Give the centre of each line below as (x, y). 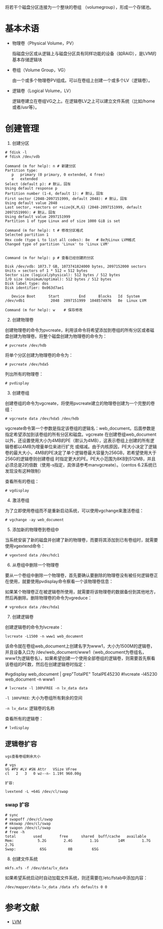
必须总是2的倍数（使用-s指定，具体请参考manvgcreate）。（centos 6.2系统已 (81, 464)
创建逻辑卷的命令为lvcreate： (34, 627)
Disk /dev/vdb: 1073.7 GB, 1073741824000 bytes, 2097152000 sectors (76, 266)
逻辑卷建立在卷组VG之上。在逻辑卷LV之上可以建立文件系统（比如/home (83, 101)
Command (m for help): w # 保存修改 (44, 310)
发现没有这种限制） (24, 471)
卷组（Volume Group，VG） (40, 70)
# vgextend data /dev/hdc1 (32, 555)
